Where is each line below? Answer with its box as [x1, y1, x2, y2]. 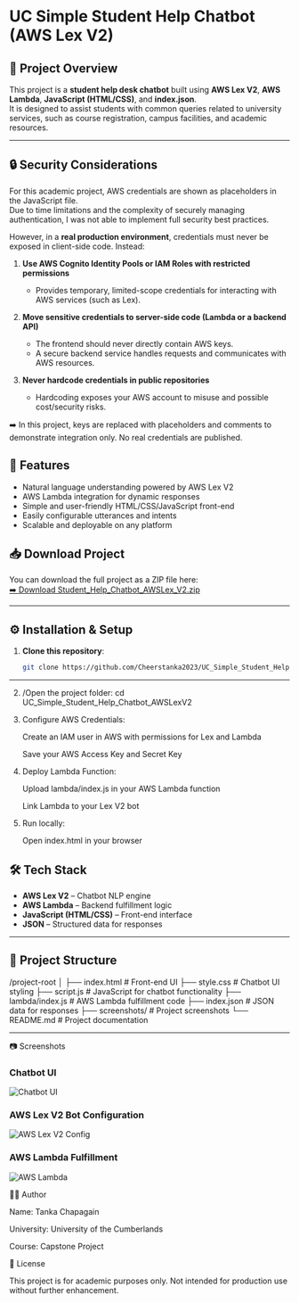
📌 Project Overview [9, 61, 118, 76]
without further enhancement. [9, 1284, 119, 1295]
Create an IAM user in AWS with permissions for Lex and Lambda [21, 731, 263, 742]
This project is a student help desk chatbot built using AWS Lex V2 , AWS [9, 85, 281, 95]
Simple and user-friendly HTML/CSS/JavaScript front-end [21, 500, 235, 511]
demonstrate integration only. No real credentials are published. [9, 432, 243, 442]
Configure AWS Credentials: [21, 714, 125, 725]
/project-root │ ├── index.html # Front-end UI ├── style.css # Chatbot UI [9, 977, 280, 987]
